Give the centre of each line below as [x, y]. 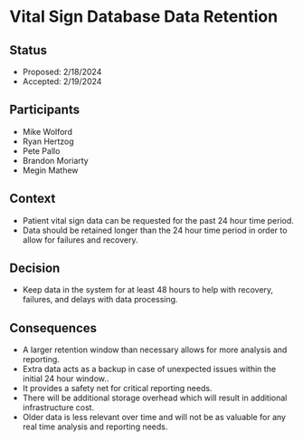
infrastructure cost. [58, 407]
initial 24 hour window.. [66, 379]
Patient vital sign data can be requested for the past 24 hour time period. [158, 220]
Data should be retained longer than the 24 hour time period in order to [155, 230]
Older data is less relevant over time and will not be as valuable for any [154, 417]
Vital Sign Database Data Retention [144, 17]
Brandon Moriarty [55, 160]
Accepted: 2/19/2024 [62, 81]
